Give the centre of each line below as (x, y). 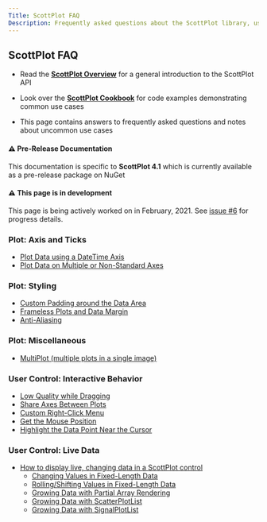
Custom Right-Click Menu (62, 412)
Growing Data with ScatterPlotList (87, 501)
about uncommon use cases (66, 130)
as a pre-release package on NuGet (67, 175)
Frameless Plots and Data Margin (74, 311)
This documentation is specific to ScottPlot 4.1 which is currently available (130, 166)
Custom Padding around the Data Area (83, 304)
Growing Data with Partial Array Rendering (101, 493)
